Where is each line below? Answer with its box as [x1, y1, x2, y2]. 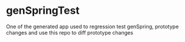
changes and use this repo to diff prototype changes [6, 29, 133, 36]
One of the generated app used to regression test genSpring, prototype [6, 23, 179, 30]
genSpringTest [6, 4, 80, 17]
